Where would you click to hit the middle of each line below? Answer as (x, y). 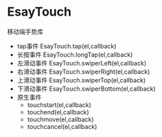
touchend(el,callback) (58, 112)
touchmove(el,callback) (60, 119)
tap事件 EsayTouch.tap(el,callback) (67, 46)
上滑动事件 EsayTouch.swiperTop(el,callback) (81, 80)
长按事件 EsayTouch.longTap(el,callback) (75, 55)
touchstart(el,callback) (59, 105)
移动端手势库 (25, 31)
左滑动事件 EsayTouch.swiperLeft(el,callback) (82, 63)
